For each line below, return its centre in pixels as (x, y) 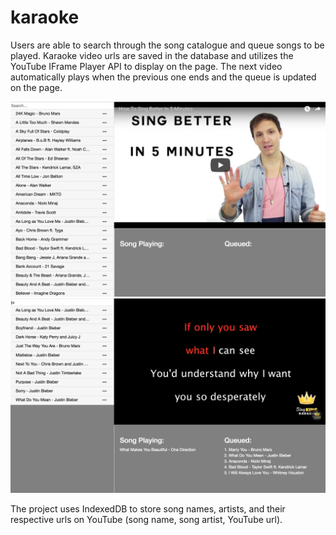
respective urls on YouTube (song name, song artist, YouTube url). (146, 520)
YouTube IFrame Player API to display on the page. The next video (146, 66)
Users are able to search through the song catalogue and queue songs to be (167, 45)
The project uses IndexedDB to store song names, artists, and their (148, 509)
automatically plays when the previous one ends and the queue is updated (163, 77)
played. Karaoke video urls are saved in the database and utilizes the (152, 55)
